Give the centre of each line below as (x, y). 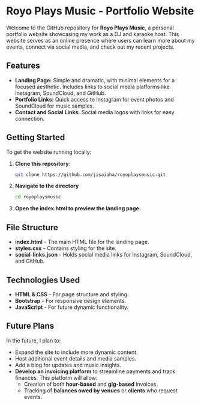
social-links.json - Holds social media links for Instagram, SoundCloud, (103, 255)
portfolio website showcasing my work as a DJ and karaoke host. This (93, 34)
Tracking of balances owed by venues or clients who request (101, 390)
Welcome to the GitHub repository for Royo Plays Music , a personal (90, 28)
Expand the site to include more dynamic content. (76, 352)
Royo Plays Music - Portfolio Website (100, 11)
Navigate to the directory (47, 186)
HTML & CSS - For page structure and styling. (72, 294)
